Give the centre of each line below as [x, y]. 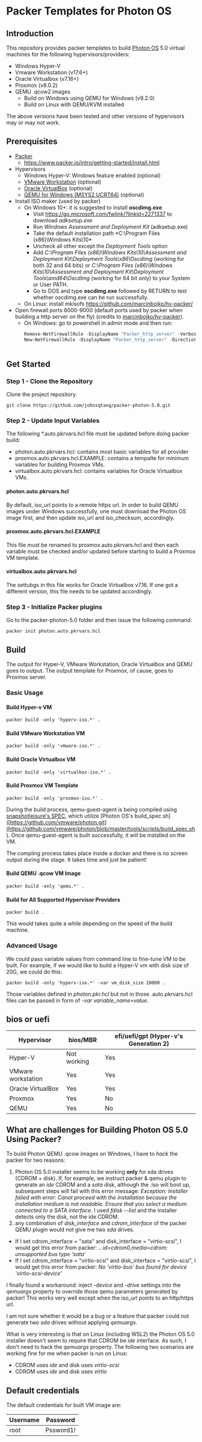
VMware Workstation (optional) [63, 182]
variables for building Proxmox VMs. [60, 465]
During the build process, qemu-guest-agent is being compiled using [92, 809]
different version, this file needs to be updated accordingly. [79, 591]
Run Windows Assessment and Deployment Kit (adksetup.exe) [110, 226]
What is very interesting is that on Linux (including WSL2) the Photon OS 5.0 [100, 1334]
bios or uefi [28, 1019]
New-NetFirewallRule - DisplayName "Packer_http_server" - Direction [110, 339]
